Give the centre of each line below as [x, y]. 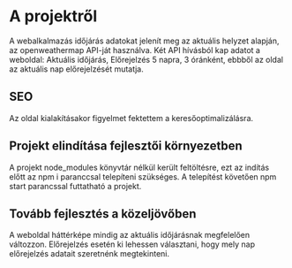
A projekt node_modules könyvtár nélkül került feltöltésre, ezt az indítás [139, 167]
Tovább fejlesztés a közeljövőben [103, 214]
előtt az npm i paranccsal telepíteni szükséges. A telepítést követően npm [143, 176]
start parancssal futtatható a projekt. [75, 186]
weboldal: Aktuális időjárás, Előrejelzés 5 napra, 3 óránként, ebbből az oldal [146, 59]
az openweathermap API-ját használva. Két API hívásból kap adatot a [135, 50]
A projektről [53, 16]
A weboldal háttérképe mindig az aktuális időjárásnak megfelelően [130, 235]
